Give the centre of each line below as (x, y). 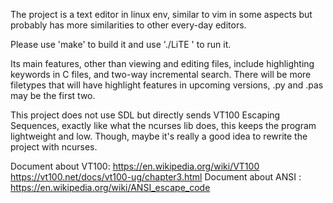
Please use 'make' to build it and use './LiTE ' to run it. (121, 44)
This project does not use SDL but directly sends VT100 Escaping (145, 115)
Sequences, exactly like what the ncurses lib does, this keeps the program (163, 125)
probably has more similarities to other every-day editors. (128, 25)
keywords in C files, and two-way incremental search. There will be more (161, 74)
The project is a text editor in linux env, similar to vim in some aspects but (161, 14)
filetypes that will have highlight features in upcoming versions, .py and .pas (167, 85)
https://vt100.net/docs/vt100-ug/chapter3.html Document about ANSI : (156, 177)
